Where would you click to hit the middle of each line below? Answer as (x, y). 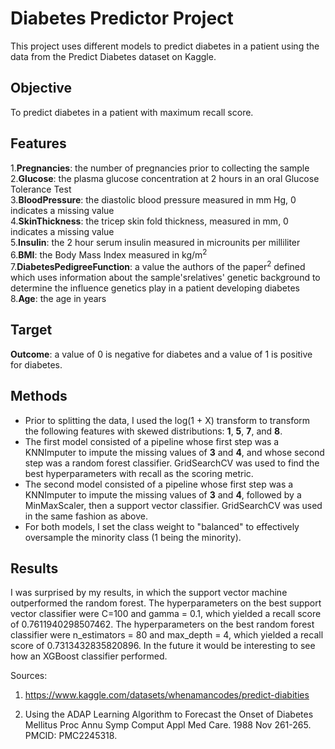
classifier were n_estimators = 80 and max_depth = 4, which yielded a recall (167, 635)
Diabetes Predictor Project (122, 18)
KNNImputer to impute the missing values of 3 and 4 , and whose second (174, 452)
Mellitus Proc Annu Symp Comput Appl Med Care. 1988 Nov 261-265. (168, 725)
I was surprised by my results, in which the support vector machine (149, 593)
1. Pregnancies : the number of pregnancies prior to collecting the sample (160, 168)
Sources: (29, 676)
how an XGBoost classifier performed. (89, 656)
